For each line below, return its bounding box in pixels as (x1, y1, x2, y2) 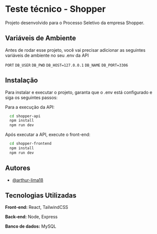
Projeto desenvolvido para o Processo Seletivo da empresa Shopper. (5, 20, 145, 26)
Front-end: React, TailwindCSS (5, 204, 68, 210)
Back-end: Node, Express (5, 214, 58, 220)
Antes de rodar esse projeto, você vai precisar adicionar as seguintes (5, 47, 146, 53)
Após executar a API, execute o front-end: (5, 132, 91, 137)
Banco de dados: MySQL (5, 223, 57, 230)
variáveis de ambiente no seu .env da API (5, 52, 89, 58)
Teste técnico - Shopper (5, 3, 106, 15)
